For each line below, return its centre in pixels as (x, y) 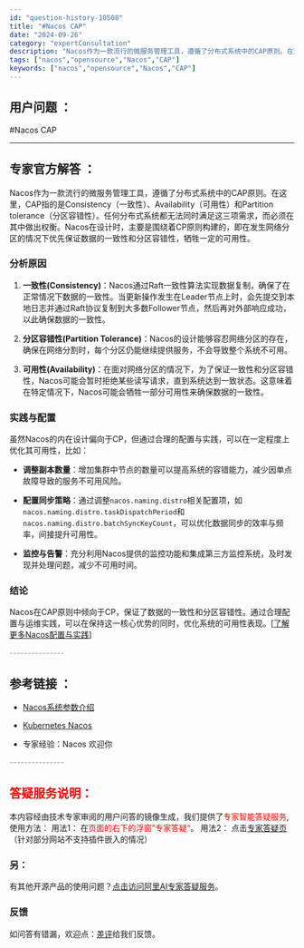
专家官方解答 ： (52, 169)
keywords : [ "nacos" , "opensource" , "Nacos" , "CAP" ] (103, 69)
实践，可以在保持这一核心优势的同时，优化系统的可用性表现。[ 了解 (165, 623)
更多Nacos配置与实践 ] (51, 635)
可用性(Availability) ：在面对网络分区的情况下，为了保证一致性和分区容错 (158, 369)
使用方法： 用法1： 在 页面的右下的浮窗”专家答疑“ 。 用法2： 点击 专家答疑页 (148, 828)
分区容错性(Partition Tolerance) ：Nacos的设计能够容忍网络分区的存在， (157, 338)
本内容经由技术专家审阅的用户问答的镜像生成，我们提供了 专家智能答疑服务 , (149, 816)
